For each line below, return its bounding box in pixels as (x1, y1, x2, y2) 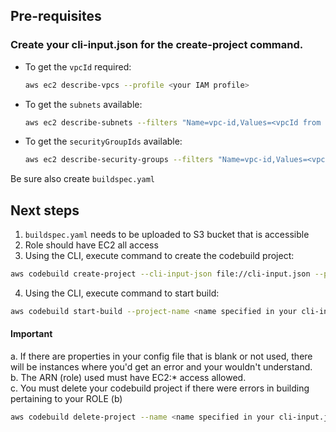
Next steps (10, 202, 80, 219)
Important (10, 328, 53, 340)
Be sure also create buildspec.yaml (10, 173, 156, 185)
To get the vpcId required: (24, 60, 132, 73)
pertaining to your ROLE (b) (10, 393, 123, 405)
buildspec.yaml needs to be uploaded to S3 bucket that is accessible (24, 229, 310, 241)
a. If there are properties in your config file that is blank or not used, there (10, 350, 313, 363)
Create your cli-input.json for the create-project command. (10, 38, 304, 52)
